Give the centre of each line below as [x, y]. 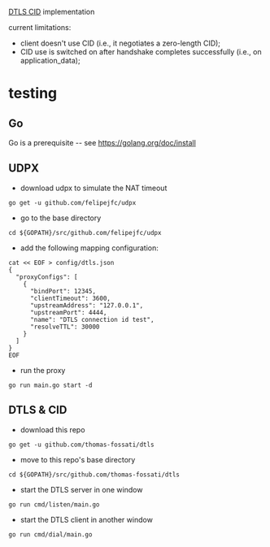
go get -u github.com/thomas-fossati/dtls [81, 445]
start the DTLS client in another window [86, 519]
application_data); [50, 61]
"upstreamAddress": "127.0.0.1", [87, 305]
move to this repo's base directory [78, 459]
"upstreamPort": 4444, [68, 312]
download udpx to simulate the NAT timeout [94, 188]
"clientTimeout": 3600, [70, 298]
